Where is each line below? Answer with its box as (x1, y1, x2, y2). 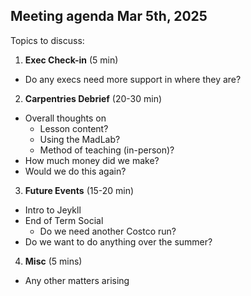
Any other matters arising (24, 274, 130, 286)
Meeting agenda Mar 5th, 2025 (10, 8, 208, 25)
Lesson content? (39, 122, 109, 134)
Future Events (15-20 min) (24, 184, 135, 196)
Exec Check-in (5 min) (24, 54, 119, 66)
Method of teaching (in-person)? (39, 144, 175, 156)
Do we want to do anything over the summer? (24, 235, 213, 248)
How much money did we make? (24, 154, 160, 166)
